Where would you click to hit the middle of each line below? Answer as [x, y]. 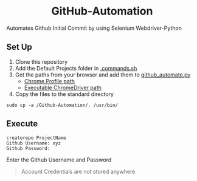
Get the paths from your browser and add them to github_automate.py [103, 75]
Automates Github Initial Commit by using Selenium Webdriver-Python [94, 28]
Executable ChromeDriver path [63, 87]
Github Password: [28, 148]
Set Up [19, 47]
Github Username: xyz [34, 143]
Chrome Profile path [49, 81]
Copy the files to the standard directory [64, 94]
